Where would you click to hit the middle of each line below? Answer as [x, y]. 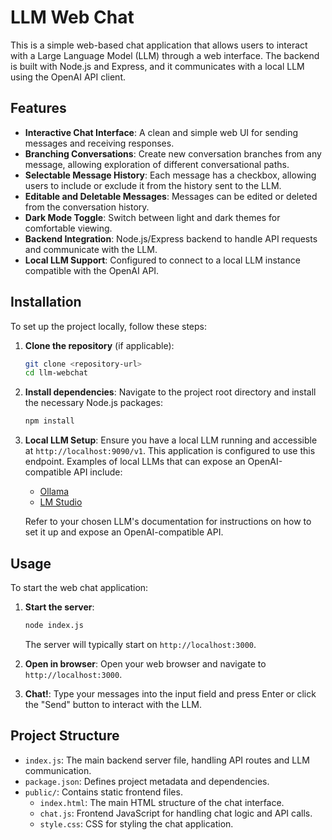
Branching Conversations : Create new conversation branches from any [173, 153]
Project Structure [65, 736]
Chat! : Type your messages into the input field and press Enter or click [170, 693]
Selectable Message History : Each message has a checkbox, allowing [170, 175]
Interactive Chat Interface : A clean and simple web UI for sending [161, 132]
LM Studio [61, 502]
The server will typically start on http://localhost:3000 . [140, 644]
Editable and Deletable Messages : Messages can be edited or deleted [171, 196]
